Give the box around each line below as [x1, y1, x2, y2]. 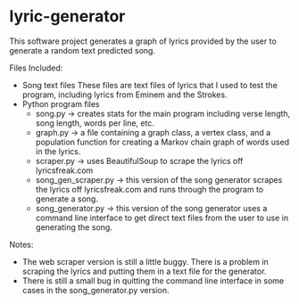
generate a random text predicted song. [9, 45, 156, 55]
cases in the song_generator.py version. [21, 284, 170, 295]
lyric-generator [9, 6, 126, 27]
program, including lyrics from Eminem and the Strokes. [21, 89, 228, 100]
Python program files [21, 98, 100, 109]
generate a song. [35, 193, 98, 204]
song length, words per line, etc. [35, 118, 154, 128]
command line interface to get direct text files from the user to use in [35, 212, 288, 223]
